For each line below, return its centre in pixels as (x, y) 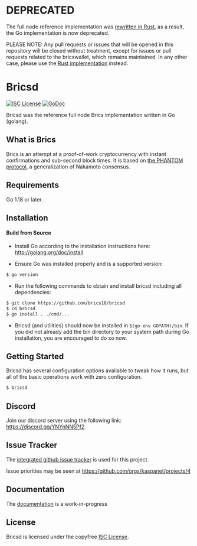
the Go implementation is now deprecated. (58, 32)
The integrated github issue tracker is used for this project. (78, 459)
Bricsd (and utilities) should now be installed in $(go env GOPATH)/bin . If (101, 325)
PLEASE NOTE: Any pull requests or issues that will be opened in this (90, 44)
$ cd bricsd (21, 308)
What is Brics (31, 140)
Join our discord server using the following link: (64, 421)
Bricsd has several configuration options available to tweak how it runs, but (97, 370)
